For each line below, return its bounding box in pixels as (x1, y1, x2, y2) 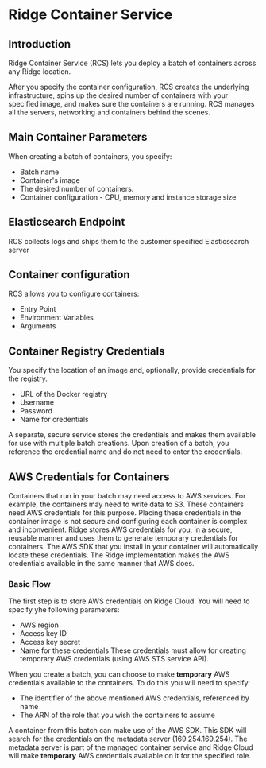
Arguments (19, 321, 56, 331)
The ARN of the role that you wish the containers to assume (19, 710, 216, 720)
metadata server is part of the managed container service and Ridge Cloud (8, 743, 253, 752)
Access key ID (19, 629, 67, 638)
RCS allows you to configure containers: (8, 289, 140, 299)
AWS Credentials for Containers (8, 470, 170, 483)
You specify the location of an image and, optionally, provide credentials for (8, 366, 256, 375)
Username (19, 398, 54, 407)
